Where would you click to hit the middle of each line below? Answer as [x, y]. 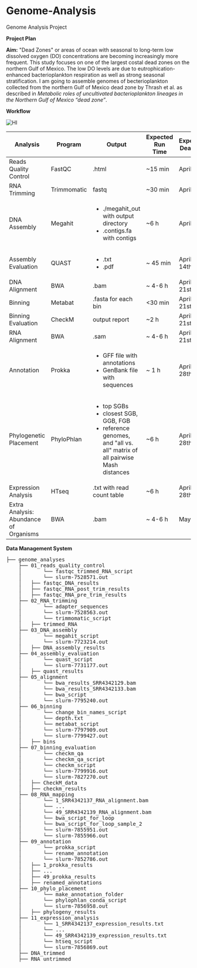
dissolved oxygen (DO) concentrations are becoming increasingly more [92, 56]
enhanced [18, 75]
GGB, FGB [116, 421]
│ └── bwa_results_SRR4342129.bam [77, 683]
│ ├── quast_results [51, 671]
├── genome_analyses [36, 559]
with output [118, 216]
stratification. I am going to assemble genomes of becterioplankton [87, 81]
